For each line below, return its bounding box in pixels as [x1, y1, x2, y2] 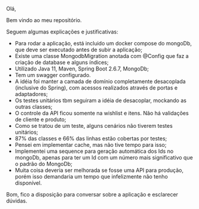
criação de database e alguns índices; [14, 59, 109, 66]
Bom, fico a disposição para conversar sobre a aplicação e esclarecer [6, 191, 178, 198]
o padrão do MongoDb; [14, 161, 73, 167]
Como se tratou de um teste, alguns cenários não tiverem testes [14, 122, 173, 129]
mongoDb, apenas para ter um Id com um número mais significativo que [14, 154, 193, 161]
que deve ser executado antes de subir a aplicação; [14, 46, 142, 53]
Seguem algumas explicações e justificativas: [6, 28, 118, 35]
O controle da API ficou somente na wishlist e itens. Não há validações [14, 110, 189, 116]
